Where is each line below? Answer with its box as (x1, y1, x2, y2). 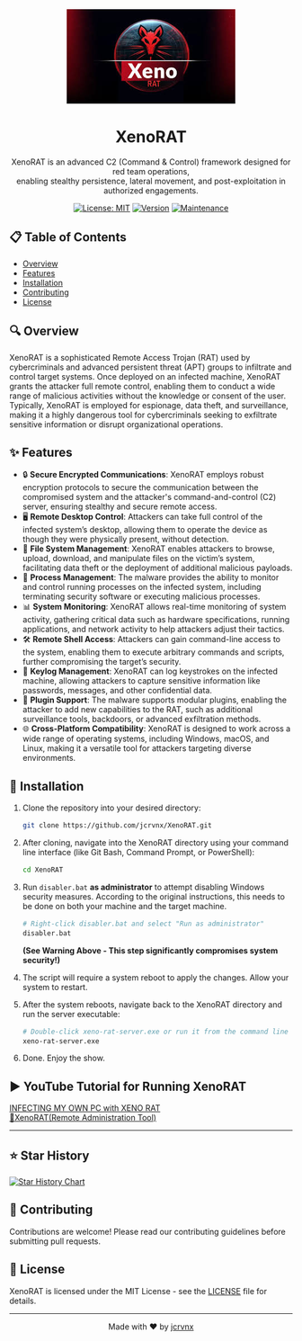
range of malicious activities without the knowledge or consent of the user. (9, 390, 287, 401)
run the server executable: (22, 1008, 120, 1019)
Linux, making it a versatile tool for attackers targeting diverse (22, 743, 252, 754)
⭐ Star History (9, 1148, 90, 1163)
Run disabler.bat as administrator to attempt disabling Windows (22, 881, 265, 892)
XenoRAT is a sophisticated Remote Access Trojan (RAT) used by (9, 352, 251, 362)
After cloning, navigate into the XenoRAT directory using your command (22, 837, 289, 848)
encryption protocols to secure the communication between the (22, 482, 259, 493)
